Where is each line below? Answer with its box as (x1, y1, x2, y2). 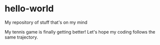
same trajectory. (4, 34, 38, 40)
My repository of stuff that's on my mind (4, 19, 88, 25)
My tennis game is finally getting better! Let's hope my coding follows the (4, 29, 156, 35)
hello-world (4, 3, 54, 14)
